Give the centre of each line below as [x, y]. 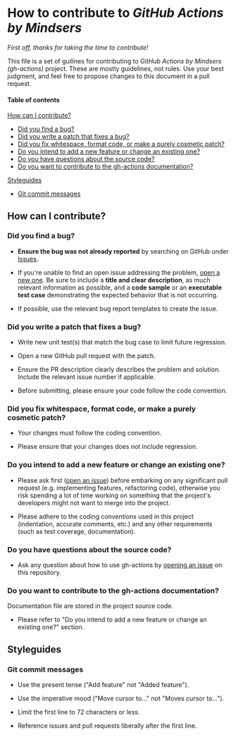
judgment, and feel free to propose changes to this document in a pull [108, 76]
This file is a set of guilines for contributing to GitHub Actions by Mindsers [114, 61]
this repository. [39, 573]
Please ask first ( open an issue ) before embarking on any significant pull [123, 480]
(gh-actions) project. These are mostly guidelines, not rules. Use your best [116, 68]
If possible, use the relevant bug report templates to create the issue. [118, 309]
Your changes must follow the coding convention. [89, 433]
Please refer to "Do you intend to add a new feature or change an [112, 620]
